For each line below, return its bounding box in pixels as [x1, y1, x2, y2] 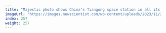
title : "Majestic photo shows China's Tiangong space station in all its [5, 7, 161, 12]
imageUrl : [5, 12, 26, 16]
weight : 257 [5, 20, 30, 26]
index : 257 [5, 16, 28, 21]
